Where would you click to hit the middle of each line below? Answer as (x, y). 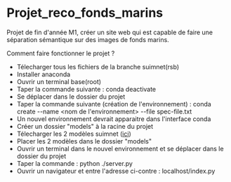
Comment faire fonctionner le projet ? (61, 53)
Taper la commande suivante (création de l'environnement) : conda (114, 104)
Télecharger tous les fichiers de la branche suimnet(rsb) (98, 66)
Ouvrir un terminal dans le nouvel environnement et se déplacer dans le (120, 148)
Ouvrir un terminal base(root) (59, 81)
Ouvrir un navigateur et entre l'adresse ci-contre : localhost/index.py (116, 171)
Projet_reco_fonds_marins (85, 13)
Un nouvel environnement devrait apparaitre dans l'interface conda (114, 119)
